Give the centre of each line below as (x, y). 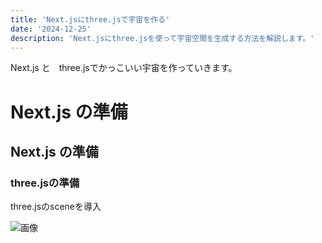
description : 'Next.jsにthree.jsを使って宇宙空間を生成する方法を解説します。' (162, 38)
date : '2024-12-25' (51, 29)
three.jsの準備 (45, 183)
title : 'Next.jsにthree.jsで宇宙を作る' (90, 19)
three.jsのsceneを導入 (56, 207)
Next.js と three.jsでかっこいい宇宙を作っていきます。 (124, 68)
